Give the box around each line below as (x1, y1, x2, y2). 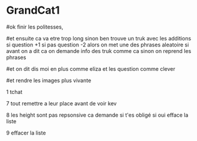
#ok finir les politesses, (6, 23, 63, 30)
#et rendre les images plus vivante (6, 77, 92, 84)
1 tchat (6, 88, 23, 95)
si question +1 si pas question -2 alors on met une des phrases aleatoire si (6, 41, 189, 48)
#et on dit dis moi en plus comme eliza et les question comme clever (6, 65, 175, 72)
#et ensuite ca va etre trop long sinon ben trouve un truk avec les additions (6, 35, 192, 42)
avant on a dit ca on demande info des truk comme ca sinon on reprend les (6, 47, 192, 54)
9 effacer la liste (6, 129, 46, 136)
